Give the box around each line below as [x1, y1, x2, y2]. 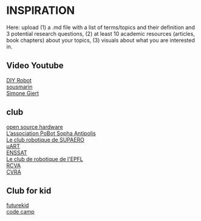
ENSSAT [6, 149, 27, 156]
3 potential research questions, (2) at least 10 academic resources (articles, [6, 30, 196, 37]
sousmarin [6, 83, 33, 90]
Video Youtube [6, 61, 64, 71]
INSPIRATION [6, 4, 75, 18]
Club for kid [6, 185, 52, 196]
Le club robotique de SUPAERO [6, 136, 85, 143]
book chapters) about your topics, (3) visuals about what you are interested [6, 36, 196, 44]
